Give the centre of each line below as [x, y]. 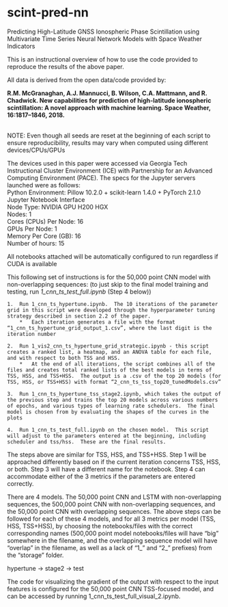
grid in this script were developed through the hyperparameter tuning [111, 310]
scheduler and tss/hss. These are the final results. [87, 442]
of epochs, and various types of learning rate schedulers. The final [111, 406]
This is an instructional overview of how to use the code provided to [102, 59]
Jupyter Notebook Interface [46, 199]
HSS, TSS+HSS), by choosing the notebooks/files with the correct [100, 526]
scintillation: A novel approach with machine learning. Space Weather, [109, 107]
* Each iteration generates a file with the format [97, 322]
